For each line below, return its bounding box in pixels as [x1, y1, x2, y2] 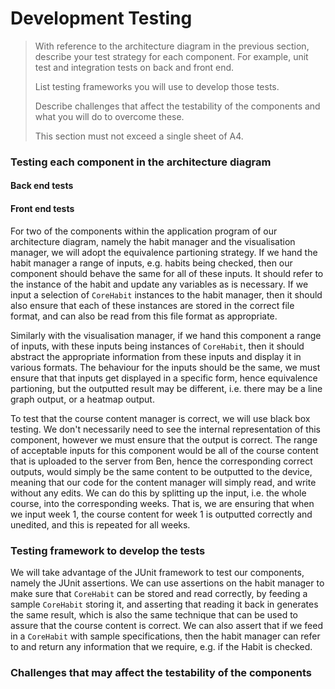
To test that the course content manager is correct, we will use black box [10, 412, 311, 424]
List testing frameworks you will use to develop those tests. [34, 80, 280, 92]
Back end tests [10, 180, 74, 192]
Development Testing [10, 7, 193, 30]
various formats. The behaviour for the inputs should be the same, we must [10, 361, 321, 373]
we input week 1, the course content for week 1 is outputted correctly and [10, 508, 313, 520]
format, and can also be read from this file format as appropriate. [10, 310, 278, 322]
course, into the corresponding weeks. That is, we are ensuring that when [10, 497, 315, 509]
